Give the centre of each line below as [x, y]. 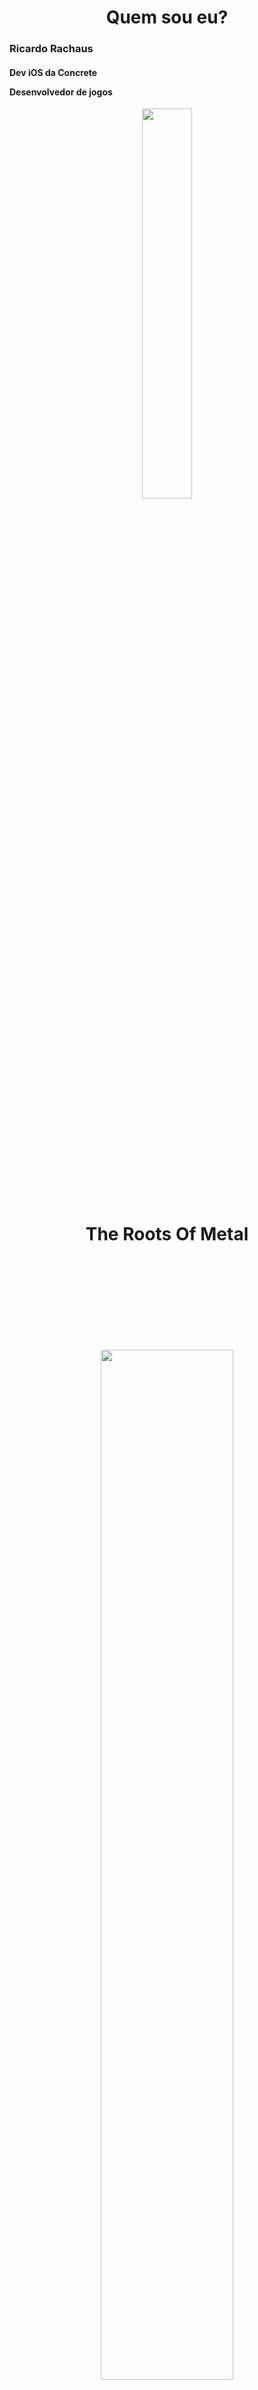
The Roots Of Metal [167, 1233]
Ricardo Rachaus [51, 49]
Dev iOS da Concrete [53, 72]
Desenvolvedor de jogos [61, 92]
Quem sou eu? [167, 17]
